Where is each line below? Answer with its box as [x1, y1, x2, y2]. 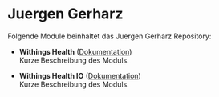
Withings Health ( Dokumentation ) [18, 46, 132, 56]
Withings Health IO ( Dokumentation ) [18, 71, 141, 80]
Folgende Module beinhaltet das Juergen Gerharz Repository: [7, 31, 212, 41]
